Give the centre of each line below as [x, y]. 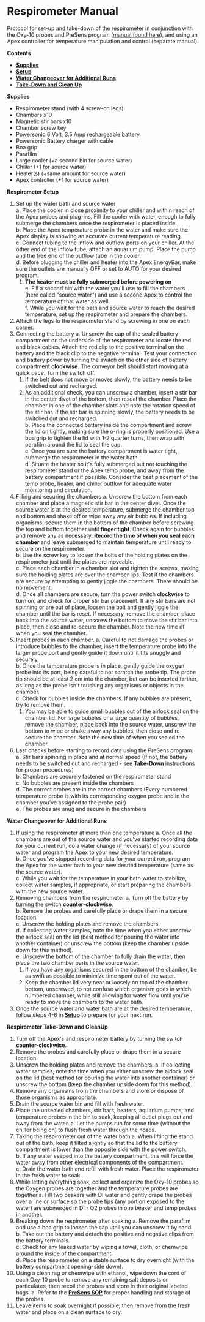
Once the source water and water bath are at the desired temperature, [104, 1008]
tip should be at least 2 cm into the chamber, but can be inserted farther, [107, 679]
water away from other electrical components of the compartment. [99, 1162]
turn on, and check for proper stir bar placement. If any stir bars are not [106, 600]
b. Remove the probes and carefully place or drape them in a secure [101, 910]
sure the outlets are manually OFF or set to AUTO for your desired [99, 268]
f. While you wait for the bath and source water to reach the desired [110, 308]
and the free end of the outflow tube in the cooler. [78, 255]
